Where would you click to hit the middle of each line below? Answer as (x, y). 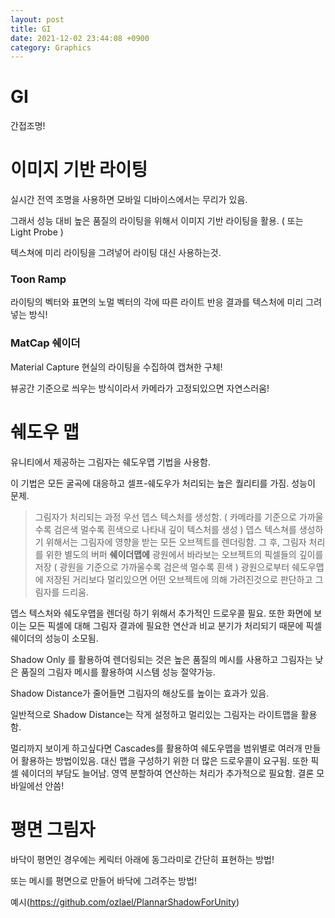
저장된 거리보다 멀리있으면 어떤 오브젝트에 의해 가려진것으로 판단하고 (179, 579)
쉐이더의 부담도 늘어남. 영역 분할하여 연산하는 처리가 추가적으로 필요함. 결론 (167, 773)
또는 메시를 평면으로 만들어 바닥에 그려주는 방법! (104, 880)
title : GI (31, 29)
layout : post (37, 19)
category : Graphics (51, 47)
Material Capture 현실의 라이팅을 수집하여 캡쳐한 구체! (116, 367)
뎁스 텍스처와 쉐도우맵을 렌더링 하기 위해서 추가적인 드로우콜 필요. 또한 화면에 (161, 613)
